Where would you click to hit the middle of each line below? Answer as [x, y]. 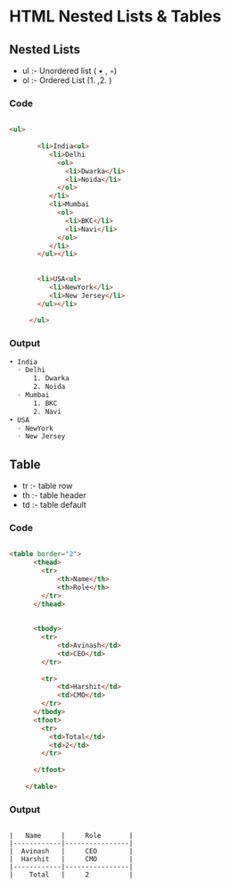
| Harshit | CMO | [71, 859]
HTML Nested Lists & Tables [115, 17]
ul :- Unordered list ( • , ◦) [70, 71]
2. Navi [47, 411]
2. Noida [49, 387]
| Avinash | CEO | [71, 851]
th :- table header [54, 495]
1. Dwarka [51, 378]
